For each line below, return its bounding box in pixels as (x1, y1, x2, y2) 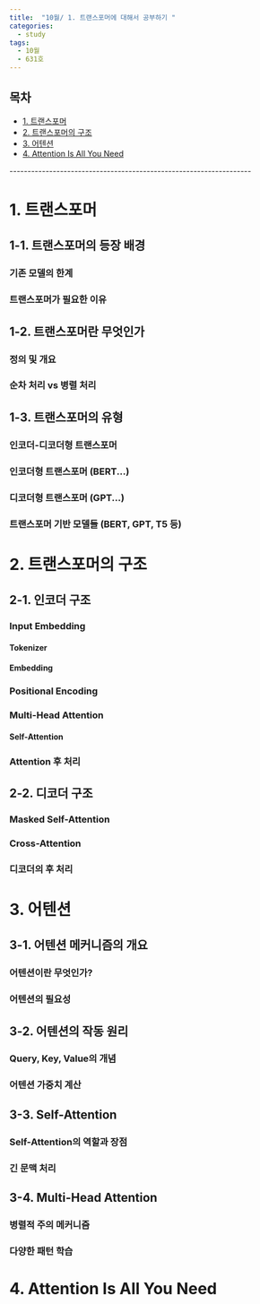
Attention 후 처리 (9, 755, 81, 767)
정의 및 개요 (9, 353, 56, 366)
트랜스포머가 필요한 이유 (9, 293, 108, 306)
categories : (9, 22, 54, 30)
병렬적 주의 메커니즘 (9, 1218, 91, 1231)
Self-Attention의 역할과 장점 (9, 1136, 128, 1148)
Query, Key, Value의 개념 (9, 1052, 117, 1065)
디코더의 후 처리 (9, 862, 74, 875)
